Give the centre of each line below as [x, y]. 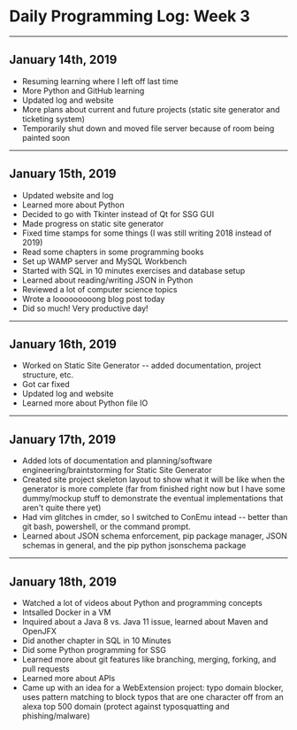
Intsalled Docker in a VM [66, 612]
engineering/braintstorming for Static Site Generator [117, 470]
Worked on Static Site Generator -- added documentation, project [141, 366]
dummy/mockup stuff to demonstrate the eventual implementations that [152, 499]
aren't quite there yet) [61, 508]
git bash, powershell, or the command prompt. [107, 527]
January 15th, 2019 [63, 174]
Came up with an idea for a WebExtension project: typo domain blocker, [153, 687]
